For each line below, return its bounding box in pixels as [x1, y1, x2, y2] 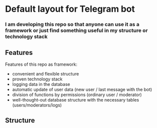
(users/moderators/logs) [12, 102, 62, 108]
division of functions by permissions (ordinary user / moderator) [12, 92, 142, 98]
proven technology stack [12, 76, 63, 82]
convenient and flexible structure [12, 71, 79, 77]
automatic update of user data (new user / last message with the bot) [12, 86, 152, 92]
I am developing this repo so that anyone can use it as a [5, 21, 140, 28]
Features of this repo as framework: [5, 61, 78, 67]
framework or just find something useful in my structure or [5, 27, 148, 34]
